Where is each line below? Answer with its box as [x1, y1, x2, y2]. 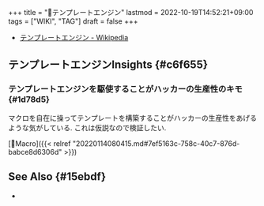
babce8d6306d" [8, 147, 62, 156]
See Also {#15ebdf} [8, 170, 107, 184]
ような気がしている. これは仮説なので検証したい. [8, 122, 167, 133]
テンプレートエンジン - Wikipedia [19, 33, 129, 42]
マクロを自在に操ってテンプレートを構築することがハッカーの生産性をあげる [8, 113, 257, 122]
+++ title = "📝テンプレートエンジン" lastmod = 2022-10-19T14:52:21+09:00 [8, 8, 254, 17]
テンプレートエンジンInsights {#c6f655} [8, 58, 208, 72]
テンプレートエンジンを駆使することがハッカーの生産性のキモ [8, 84, 243, 95]
